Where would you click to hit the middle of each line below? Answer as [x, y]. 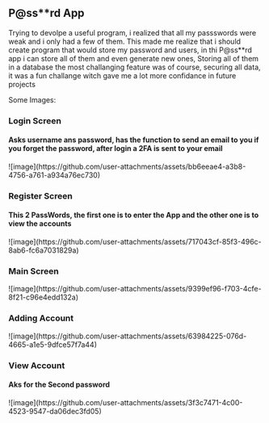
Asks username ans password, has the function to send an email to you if [134, 140]
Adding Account [41, 318]
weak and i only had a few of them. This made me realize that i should [124, 41]
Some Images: [32, 99]
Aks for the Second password [59, 385]
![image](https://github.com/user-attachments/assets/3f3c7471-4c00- [126, 402]
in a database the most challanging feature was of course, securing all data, [134, 67]
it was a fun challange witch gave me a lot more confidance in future [122, 75]
